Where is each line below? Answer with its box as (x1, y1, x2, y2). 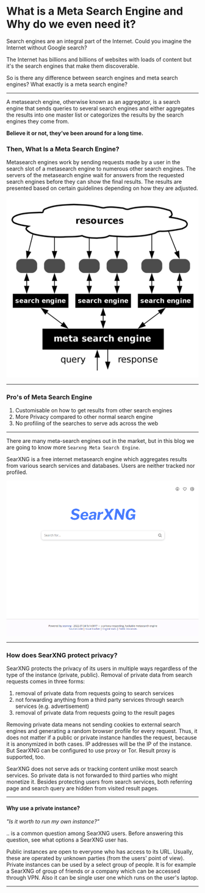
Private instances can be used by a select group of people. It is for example (6, 861, 196, 869)
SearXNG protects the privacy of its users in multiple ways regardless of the (6, 665, 198, 672)
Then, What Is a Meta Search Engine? (6, 145, 120, 153)
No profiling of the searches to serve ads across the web (15, 420, 159, 427)
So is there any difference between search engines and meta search (6, 74, 178, 81)
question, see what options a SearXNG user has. (6, 836, 128, 844)
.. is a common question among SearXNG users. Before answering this (6, 829, 184, 837)
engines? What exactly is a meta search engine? (6, 81, 128, 88)
